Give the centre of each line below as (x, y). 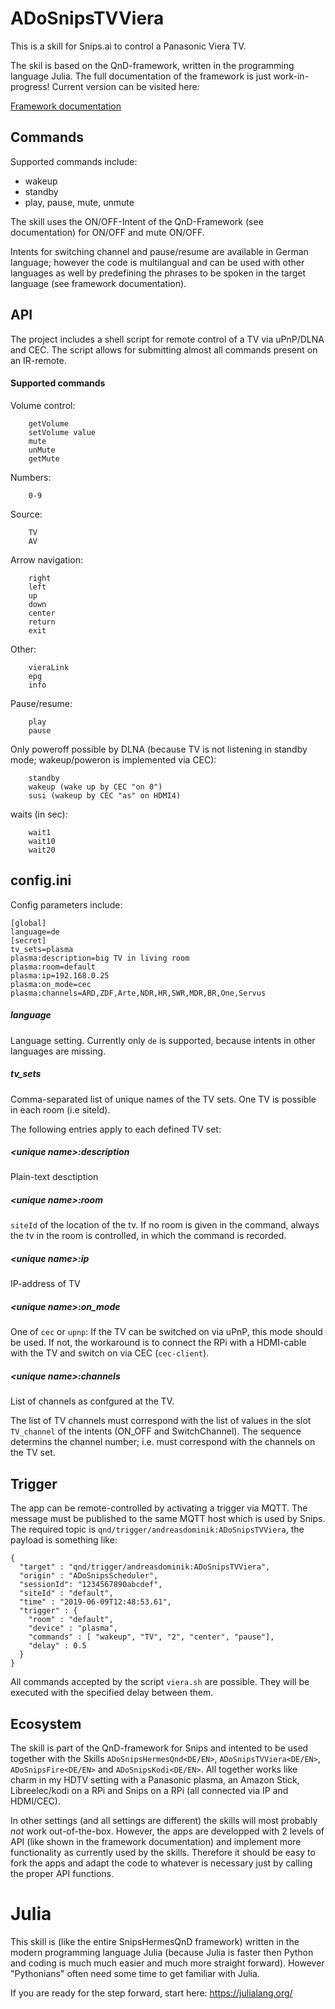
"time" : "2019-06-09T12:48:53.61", (95, 1602)
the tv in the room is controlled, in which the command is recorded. (148, 1236)
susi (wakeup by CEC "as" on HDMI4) (105, 795)
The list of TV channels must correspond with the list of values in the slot (161, 1421)
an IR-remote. (38, 360)
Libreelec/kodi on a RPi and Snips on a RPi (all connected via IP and (149, 1790)
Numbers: (31, 477)
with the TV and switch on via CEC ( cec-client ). (110, 1353)
